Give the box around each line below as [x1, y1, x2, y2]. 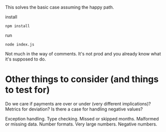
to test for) [5, 84, 50, 95]
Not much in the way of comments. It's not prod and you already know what [5, 51, 161, 56]
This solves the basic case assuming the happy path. [5, 4, 114, 10]
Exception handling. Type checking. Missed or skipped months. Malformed [5, 115, 159, 121]
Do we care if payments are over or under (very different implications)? [5, 100, 151, 106]
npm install [5, 23, 30, 28]
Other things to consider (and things [5, 73, 159, 85]
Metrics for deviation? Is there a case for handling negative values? [5, 106, 143, 112]
